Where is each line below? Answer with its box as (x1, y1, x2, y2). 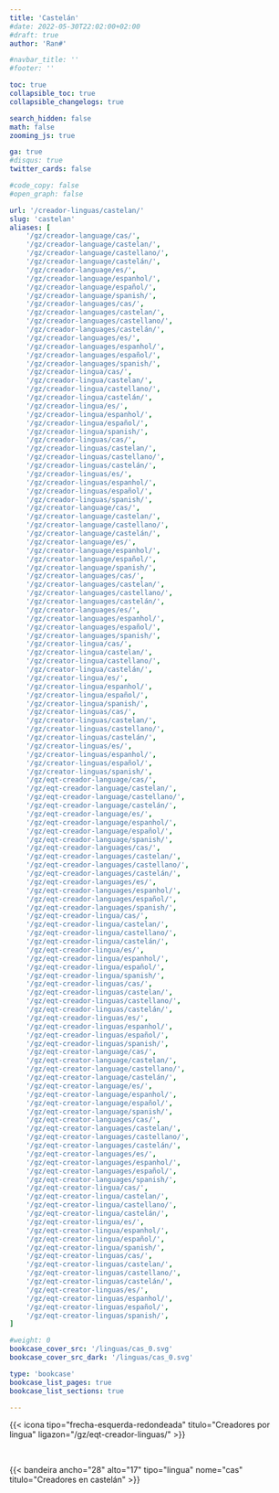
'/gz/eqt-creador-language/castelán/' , (26, 801, 178, 810)
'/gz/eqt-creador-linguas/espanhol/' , (26, 1021, 173, 1031)
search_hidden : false (9, 113, 92, 123)
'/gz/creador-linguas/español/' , (26, 486, 153, 496)
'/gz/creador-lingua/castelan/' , (26, 376, 153, 385)
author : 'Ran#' (9, 38, 67, 48)
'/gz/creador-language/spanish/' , (26, 291, 157, 300)
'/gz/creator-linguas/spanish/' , (26, 767, 153, 776)
